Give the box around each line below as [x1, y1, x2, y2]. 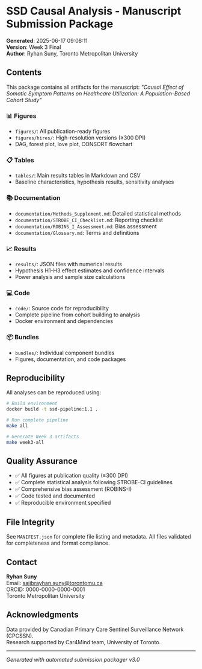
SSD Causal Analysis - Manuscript [6, 4, 182, 18]
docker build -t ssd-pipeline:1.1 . [6, 406, 98, 412]
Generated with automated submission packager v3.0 [6, 656, 140, 663]
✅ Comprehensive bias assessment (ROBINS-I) [14, 485, 132, 493]
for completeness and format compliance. [6, 539, 110, 547]
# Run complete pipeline [6, 417, 69, 423]
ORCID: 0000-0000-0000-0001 [6, 586, 85, 593]
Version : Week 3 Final [6, 43, 61, 51]
